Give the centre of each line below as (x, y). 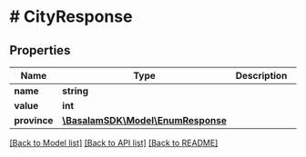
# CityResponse (71, 17)
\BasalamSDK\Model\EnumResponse (145, 120)
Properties (40, 50)
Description (261, 76)
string (76, 91)
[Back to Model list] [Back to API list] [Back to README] (114, 143)
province (34, 120)
